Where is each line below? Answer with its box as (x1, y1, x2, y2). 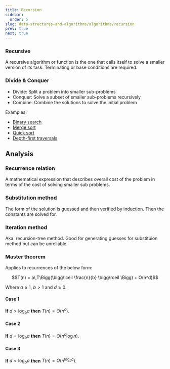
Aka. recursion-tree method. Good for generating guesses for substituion (5, 235, 158, 241)
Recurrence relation (5, 165, 55, 172)
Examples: (5, 109, 27, 115)
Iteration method (5, 223, 48, 230)
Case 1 (5, 296, 20, 302)
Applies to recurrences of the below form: (5, 265, 93, 271)
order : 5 (10, 17, 28, 22)
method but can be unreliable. (5, 241, 68, 247)
